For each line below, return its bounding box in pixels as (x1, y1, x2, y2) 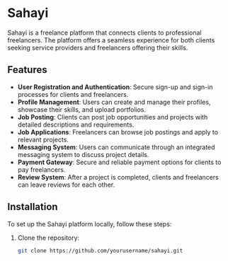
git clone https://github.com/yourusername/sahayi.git (17, 247, 183, 254)
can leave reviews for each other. (17, 180, 115, 189)
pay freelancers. (17, 165, 66, 174)
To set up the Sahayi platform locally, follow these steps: (7, 219, 172, 228)
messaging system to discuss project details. (17, 150, 149, 158)
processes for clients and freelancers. (17, 90, 129, 98)
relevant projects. (17, 135, 69, 144)
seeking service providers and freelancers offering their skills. (7, 43, 188, 52)
